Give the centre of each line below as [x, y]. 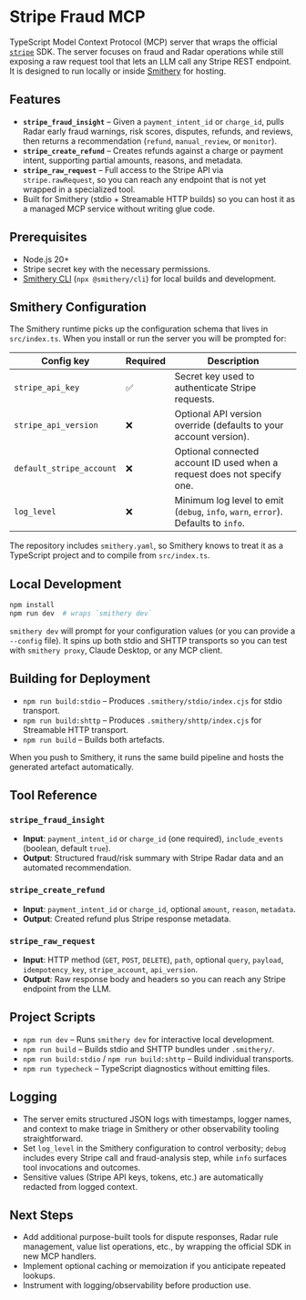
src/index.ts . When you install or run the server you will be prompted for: [148, 339]
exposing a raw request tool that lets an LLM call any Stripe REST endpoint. [151, 61]
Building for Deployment [80, 679]
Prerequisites [48, 237]
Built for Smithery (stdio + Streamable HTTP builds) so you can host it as [159, 198]
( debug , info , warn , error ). [229, 512]
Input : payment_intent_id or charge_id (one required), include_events [153, 838]
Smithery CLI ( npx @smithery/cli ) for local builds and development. [149, 279]
